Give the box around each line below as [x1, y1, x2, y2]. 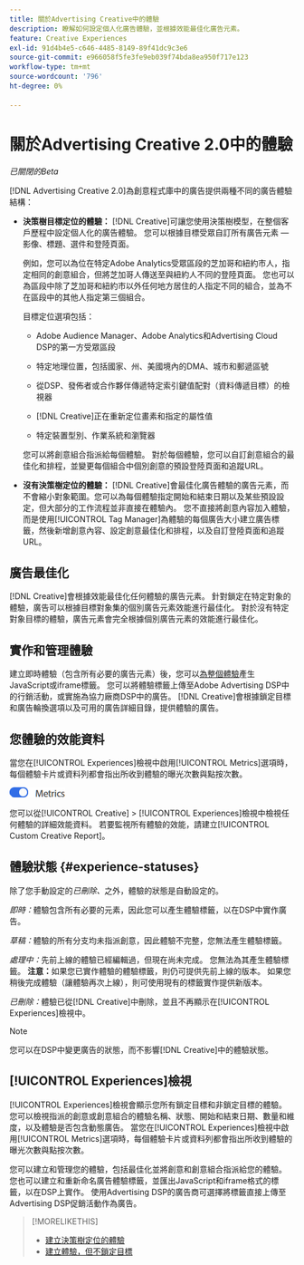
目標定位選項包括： [22, 311, 95, 322]
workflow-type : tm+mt [9, 63, 91, 72]
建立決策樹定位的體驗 [44, 1234, 125, 1245]
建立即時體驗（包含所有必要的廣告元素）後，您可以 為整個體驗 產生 [9, 669, 255, 680]
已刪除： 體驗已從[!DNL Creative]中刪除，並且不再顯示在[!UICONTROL [9, 996, 270, 1007]
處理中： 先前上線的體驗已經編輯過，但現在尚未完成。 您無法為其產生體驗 [9, 954, 281, 965]
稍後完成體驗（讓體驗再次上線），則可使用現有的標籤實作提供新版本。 [9, 977, 267, 988]
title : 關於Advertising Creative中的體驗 [9, 14, 160, 24]
